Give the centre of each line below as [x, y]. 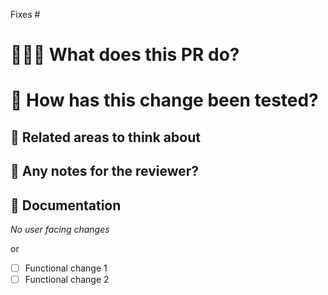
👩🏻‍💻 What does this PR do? [125, 55]
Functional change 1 [66, 268]
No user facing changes [60, 229]
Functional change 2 [67, 280]
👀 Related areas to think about [105, 137]
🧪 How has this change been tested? [164, 100]
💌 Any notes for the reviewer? [105, 171]
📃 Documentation [66, 205]
